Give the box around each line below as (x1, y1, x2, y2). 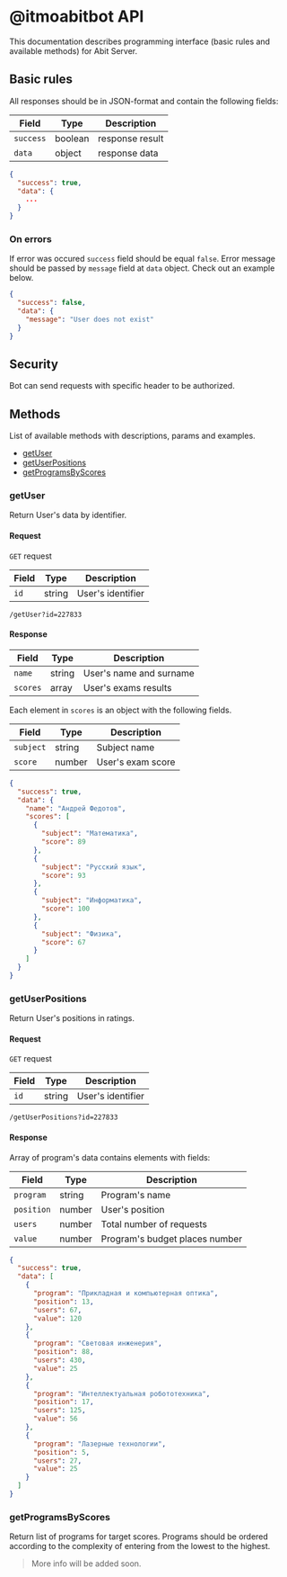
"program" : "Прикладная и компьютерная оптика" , (32, 1289, 219, 1298)
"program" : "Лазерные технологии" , (32, 1439, 167, 1448)
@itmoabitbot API (9, 6, 144, 27)
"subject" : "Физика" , (41, 929, 123, 938)
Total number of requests (100, 1217, 208, 1230)
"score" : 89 (41, 838, 87, 847)
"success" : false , (17, 299, 87, 308)
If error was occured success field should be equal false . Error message (9, 254, 276, 264)
